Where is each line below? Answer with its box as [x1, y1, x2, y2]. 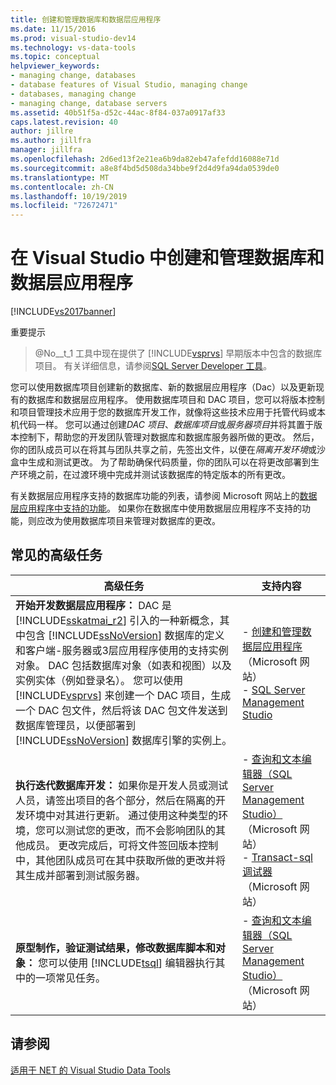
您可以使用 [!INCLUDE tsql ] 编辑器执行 [38, 956, 216, 970]
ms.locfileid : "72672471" [10, 201, 118, 211]
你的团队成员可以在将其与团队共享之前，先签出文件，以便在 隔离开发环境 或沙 [10, 444, 326, 456]
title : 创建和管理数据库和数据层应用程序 [10, 14, 162, 25]
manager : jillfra [10, 145, 83, 155]
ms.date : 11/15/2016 [10, 24, 97, 34]
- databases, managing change [10, 89, 137, 99]
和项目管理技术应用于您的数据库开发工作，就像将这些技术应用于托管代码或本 [10, 406, 326, 418]
